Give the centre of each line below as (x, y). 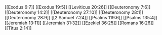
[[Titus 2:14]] (18, 28)
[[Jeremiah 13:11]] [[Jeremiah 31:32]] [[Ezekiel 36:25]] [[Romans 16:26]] (79, 23)
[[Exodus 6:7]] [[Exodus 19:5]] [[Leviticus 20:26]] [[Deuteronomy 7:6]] (78, 7)
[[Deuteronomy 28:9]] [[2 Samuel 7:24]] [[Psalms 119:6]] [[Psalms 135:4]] (81, 17)
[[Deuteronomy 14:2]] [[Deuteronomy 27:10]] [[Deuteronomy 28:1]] (74, 12)
